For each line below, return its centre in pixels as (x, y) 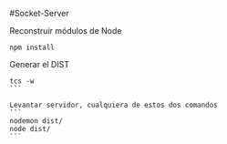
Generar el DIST (40, 64)
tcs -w (22, 81)
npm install (32, 47)
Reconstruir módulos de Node (66, 31)
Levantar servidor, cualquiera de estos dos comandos (114, 105)
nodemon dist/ (36, 121)
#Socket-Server (40, 13)
